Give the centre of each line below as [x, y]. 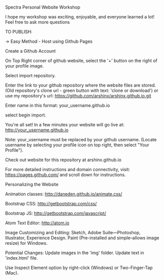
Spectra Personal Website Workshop [43, 7]
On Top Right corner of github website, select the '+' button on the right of [81, 61]
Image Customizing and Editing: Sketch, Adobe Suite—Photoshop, [73, 233]
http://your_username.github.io [37, 130]
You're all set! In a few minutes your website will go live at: [65, 125]
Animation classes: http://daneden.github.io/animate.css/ [64, 194]
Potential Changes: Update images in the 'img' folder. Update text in [75, 253]
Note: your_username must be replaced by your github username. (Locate [81, 140]
